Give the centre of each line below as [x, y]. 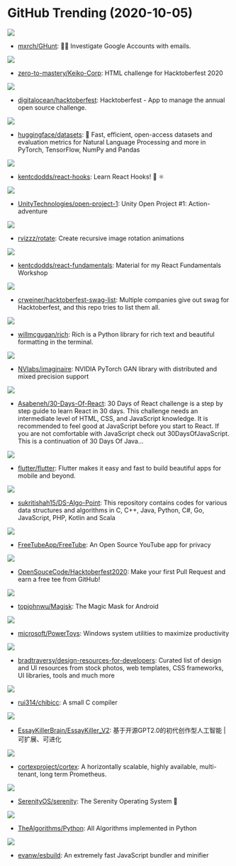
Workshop [33, 272]
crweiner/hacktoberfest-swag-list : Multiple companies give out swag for [123, 300]
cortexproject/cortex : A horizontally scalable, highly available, [108, 766]
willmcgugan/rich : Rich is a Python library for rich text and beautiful [116, 334]
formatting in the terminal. [55, 342]
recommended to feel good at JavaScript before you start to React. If [118, 426]
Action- [199, 203]
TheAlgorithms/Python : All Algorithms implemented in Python [107, 828]
